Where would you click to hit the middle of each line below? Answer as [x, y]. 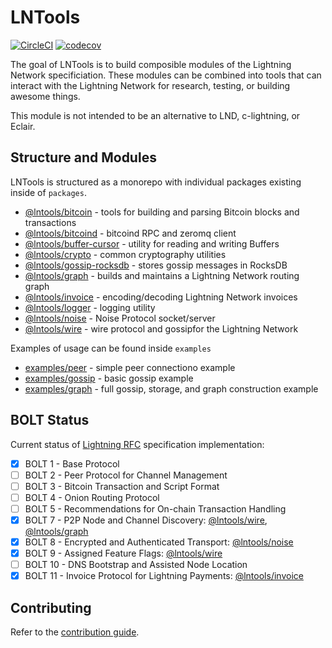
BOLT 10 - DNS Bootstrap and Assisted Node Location [136, 565]
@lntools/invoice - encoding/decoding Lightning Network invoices [161, 297]
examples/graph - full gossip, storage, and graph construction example [171, 388]
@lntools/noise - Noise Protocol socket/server [120, 318]
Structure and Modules [83, 157]
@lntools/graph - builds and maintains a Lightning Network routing [162, 275]
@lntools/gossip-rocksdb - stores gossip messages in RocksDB [156, 265]
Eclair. [23, 126]
